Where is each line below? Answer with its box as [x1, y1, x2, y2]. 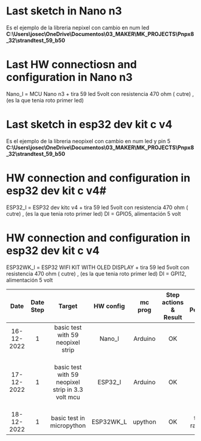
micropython [50, 421, 86, 430]
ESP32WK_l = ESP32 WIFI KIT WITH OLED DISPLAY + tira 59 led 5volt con [6, 264, 190, 271]
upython [132, 418, 157, 426]
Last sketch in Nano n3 [6, 4, 123, 18]
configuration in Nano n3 [6, 71, 133, 84]
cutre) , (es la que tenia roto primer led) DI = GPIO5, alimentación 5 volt [6, 210, 181, 217]
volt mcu [56, 392, 81, 401]
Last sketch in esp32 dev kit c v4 [6, 118, 172, 131]
